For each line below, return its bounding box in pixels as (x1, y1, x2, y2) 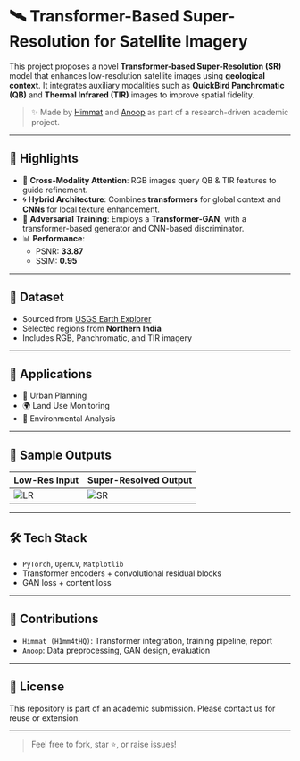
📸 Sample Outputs (9, 447, 112, 462)
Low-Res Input (13, 474, 79, 486)
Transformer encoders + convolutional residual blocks (21, 568, 221, 579)
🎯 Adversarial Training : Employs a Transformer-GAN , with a (21, 213, 247, 224)
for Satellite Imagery (93, 31, 248, 52)
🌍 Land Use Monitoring (21, 401, 110, 411)
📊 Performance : (21, 233, 85, 243)
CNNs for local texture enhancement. (21, 204, 161, 215)
